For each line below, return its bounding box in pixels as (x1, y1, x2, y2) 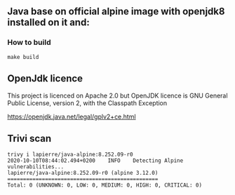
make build (7, 53, 39, 60)
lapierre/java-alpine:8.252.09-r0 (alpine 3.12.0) (7, 170, 159, 177)
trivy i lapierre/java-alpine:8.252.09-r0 (7, 151, 133, 159)
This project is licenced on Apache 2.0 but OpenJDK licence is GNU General (7, 91, 228, 100)
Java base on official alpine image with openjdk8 (7, 6, 225, 18)
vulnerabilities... (7, 163, 65, 170)
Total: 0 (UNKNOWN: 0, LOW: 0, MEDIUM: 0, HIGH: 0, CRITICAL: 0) (7, 182, 202, 189)
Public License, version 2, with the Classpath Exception (7, 98, 168, 107)
